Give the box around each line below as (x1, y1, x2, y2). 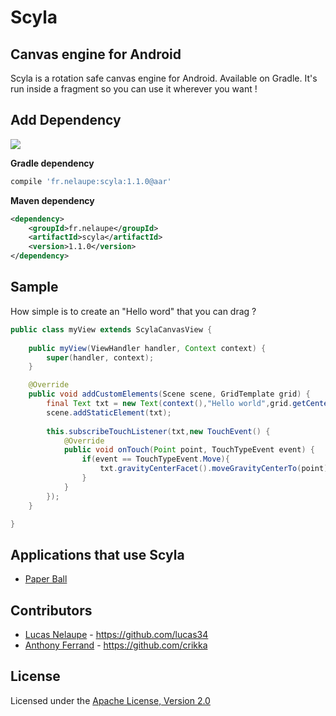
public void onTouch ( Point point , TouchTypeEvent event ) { (63, 445, 315, 455)
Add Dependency (10, 112, 122, 129)
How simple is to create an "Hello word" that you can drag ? (10, 305, 257, 317)
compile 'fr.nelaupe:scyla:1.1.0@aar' (10, 176, 172, 186)
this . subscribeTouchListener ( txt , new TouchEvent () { (46, 426, 271, 436)
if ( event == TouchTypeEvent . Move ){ (81, 454, 230, 465)
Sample (10, 279, 59, 296)
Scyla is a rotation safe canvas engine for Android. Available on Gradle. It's (10, 72, 318, 84)
